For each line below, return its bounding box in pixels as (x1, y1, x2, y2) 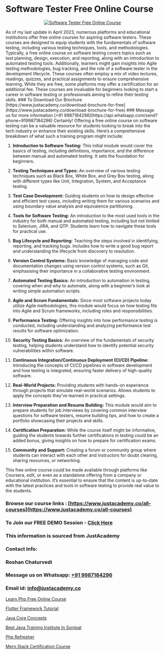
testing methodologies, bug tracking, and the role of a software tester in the (5, 65, 158, 71)
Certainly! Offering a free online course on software (53, 117, 158, 123)
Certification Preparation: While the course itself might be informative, (12, 427, 156, 433)
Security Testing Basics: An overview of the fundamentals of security (12, 337, 154, 343)
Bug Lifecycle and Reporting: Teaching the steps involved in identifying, (12, 237, 159, 243)
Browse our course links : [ (5, 500, 70, 507)
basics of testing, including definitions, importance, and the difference (12, 148, 154, 154)
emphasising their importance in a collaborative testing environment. (12, 268, 151, 274)
